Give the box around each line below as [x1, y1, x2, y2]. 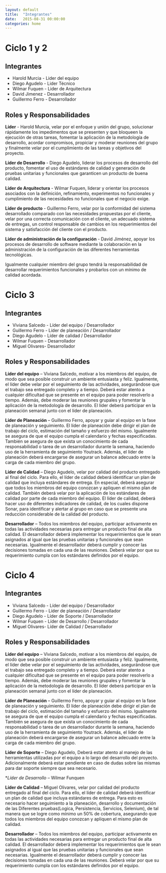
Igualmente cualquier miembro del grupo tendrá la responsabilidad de [5, 261, 148, 268]
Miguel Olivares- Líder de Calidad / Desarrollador [12, 623, 113, 630]
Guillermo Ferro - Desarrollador [12, 96, 77, 102]
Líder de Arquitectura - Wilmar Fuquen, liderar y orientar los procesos [5, 185, 149, 191]
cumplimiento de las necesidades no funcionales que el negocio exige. [5, 196, 150, 202]
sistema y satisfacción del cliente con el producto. [5, 227, 108, 233]
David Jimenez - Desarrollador [12, 91, 75, 97]
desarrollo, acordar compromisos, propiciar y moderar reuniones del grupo [5, 140, 158, 146]
